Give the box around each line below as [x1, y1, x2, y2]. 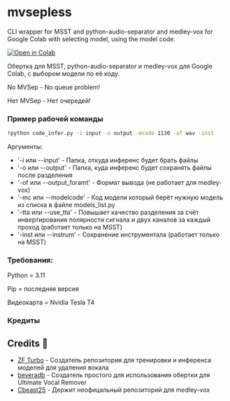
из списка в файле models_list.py [17, 201, 115, 209]
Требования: [7, 255, 54, 265]
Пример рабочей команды [7, 113, 103, 123]
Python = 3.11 [7, 271, 45, 280]
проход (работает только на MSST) [17, 223, 123, 232]
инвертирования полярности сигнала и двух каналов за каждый [17, 216, 211, 224]
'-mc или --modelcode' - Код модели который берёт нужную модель [17, 193, 224, 202]
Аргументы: [7, 143, 43, 151]
